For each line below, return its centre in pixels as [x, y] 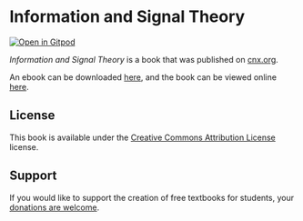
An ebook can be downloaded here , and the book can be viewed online [143, 77]
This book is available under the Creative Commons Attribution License [142, 137]
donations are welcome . [55, 207]
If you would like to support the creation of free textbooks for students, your [151, 197]
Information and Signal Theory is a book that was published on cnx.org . [144, 59]
